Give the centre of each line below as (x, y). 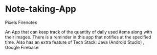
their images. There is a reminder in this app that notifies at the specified (78, 37)
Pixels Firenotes (21, 22)
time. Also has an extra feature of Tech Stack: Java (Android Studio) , (75, 42)
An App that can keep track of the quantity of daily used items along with (79, 32)
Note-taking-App (41, 9)
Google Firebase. (22, 47)
